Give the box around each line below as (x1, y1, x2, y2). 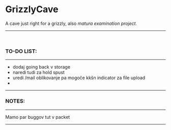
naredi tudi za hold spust (12, 70, 65, 76)
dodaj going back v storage (12, 64, 70, 70)
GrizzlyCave (5, 4, 59, 15)
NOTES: (5, 97, 25, 105)
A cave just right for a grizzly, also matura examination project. (5, 20, 137, 26)
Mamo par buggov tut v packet (5, 114, 70, 120)
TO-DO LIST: (5, 47, 37, 54)
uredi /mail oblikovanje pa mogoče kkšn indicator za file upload (12, 75, 146, 81)
